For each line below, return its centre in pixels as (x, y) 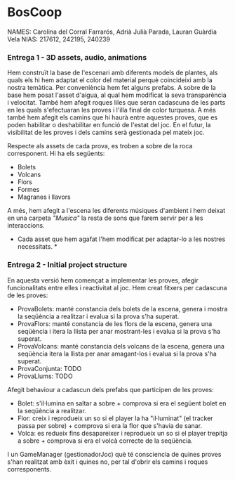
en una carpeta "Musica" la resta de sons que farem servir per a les (105, 218)
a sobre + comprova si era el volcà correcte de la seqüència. (105, 441)
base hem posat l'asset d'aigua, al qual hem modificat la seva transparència (117, 95)
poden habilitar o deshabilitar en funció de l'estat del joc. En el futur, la (109, 125)
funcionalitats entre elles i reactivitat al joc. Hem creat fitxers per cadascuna (117, 287)
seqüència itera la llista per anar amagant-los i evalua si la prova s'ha (117, 353)
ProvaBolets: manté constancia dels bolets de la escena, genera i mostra (122, 309)
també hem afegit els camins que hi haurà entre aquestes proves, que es (113, 117)
